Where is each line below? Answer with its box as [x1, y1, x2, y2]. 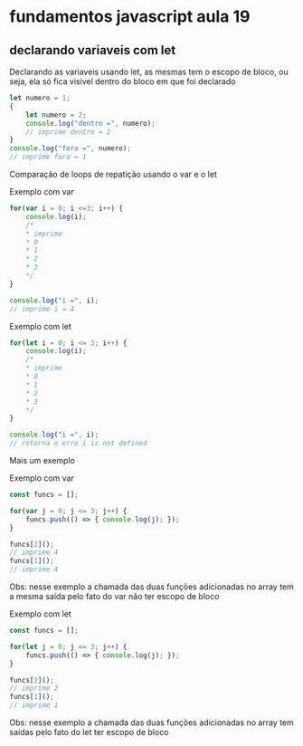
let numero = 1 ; [9, 93, 71, 102]
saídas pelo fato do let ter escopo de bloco [9, 727, 169, 737]
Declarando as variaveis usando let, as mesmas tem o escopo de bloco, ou [9, 66, 289, 77]
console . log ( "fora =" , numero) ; [9, 144, 131, 153]
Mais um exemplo [9, 455, 75, 465]
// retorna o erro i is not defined [9, 439, 147, 448]
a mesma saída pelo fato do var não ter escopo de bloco [9, 591, 220, 601]
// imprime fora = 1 [9, 152, 88, 162]
